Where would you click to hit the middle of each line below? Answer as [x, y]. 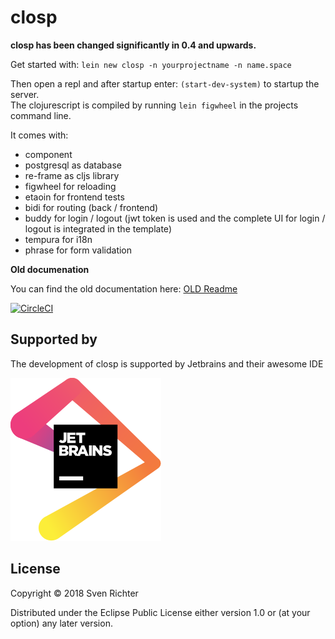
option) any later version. [61, 623]
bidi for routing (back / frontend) [91, 207]
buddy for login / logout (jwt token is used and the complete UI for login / [175, 218]
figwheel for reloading [70, 186]
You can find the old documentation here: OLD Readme [124, 288]
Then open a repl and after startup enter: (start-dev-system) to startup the [165, 83]
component [48, 154]
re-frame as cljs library [72, 175]
